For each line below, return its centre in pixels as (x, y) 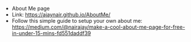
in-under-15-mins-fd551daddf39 (51, 33)
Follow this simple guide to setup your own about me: (77, 21)
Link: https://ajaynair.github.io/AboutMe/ (61, 15)
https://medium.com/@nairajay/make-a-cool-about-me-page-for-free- (98, 27)
